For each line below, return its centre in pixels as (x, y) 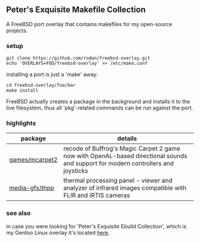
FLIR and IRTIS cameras (97, 196)
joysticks (76, 171)
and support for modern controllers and (119, 164)
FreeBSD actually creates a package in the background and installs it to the (98, 102)
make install (22, 91)
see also (18, 213)
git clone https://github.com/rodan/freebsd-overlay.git (78, 58)
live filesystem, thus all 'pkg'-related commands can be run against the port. (100, 108)
